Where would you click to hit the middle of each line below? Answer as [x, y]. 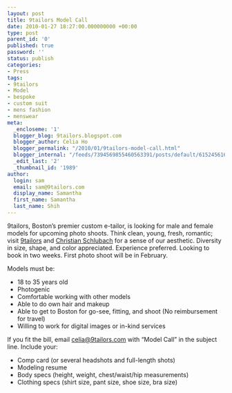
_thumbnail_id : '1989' [46, 167]
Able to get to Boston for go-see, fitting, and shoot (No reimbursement [117, 311]
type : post [23, 33]
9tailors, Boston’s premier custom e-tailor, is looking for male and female [110, 226]
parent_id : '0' [29, 39]
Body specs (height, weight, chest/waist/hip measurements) [103, 374]
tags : [15, 78]
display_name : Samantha [47, 193]
